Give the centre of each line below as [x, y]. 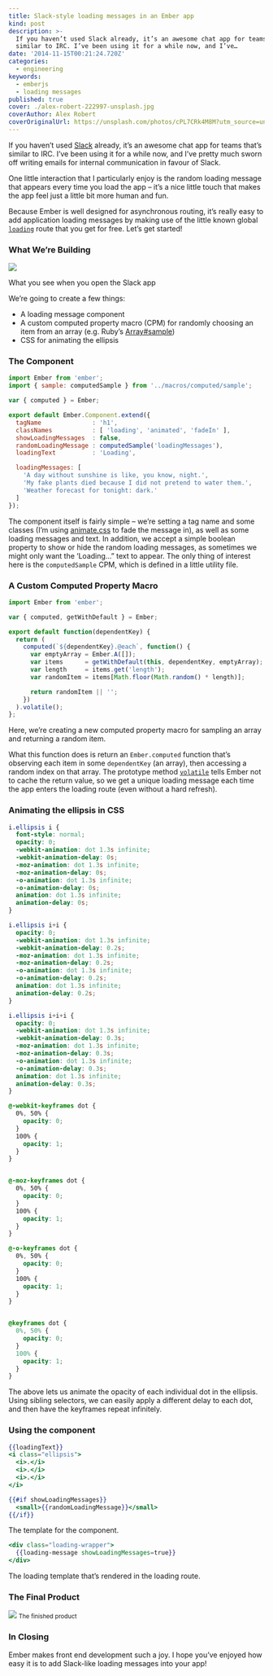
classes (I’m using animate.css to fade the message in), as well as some [129, 529]
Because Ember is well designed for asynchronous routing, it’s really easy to [136, 211]
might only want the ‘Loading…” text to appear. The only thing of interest [130, 555]
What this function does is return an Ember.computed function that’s [120, 755]
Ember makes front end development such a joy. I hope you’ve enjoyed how [135, 1655]
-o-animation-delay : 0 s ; [58, 888]
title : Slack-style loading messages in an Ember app [102, 16]
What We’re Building [50, 249]
